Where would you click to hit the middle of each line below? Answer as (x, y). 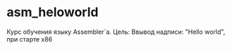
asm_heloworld (53, 12)
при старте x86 (30, 39)
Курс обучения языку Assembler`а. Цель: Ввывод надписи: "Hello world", (116, 32)
